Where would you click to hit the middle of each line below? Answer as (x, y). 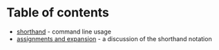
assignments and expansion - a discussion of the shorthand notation (114, 38)
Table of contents (58, 13)
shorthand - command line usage (64, 32)
